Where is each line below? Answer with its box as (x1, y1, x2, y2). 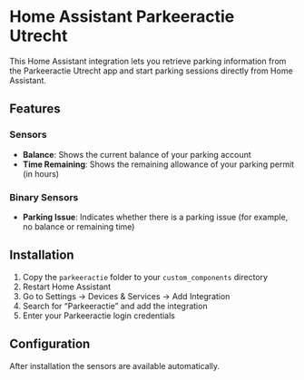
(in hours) (22, 168, 60, 179)
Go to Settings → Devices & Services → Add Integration (22, 290, 230, 301)
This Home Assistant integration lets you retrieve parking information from (9, 55, 287, 66)
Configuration (9, 336, 91, 352)
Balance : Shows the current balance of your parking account (22, 149, 251, 160)
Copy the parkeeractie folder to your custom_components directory (22, 271, 269, 282)
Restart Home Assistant (22, 281, 112, 292)
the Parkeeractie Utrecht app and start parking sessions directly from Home (9, 65, 293, 76)
